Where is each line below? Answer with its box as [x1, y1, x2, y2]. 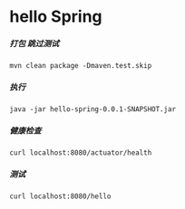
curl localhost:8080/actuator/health [9, 148, 152, 157]
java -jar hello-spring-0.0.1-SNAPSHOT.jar [9, 105, 177, 114]
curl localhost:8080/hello [9, 192, 112, 201]
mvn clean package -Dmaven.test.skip [9, 62, 152, 71]
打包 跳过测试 [9, 38, 60, 49]
